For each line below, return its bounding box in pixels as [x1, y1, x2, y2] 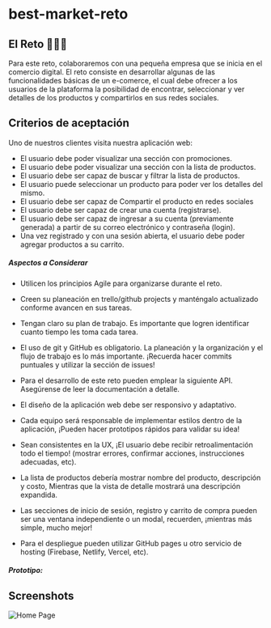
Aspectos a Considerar [8, 258, 88, 268]
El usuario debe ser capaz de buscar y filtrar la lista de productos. [19, 171, 240, 180]
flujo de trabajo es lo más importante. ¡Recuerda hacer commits [19, 351, 232, 361]
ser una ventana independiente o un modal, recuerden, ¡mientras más [19, 514, 252, 524]
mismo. [19, 188, 45, 197]
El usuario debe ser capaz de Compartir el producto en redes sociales [19, 196, 254, 206]
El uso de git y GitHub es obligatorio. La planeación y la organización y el [19, 342, 264, 352]
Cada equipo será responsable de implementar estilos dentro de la [19, 415, 243, 425]
